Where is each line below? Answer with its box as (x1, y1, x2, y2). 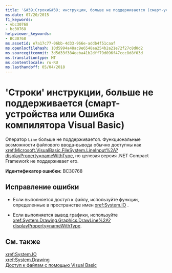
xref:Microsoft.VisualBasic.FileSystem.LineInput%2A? (5, 147, 119, 154)
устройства (5, 109, 58, 120)
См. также (5, 238, 41, 246)
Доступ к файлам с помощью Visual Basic (5, 262, 97, 268)
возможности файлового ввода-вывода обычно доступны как (5, 142, 142, 148)
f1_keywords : (5, 17, 33, 22)
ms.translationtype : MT (5, 55, 56, 60)
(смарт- (84, 98, 120, 109)
